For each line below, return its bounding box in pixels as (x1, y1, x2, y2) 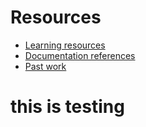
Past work (24, 60, 67, 72)
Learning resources (24, 39, 106, 51)
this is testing (10, 96, 125, 118)
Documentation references (24, 49, 136, 61)
